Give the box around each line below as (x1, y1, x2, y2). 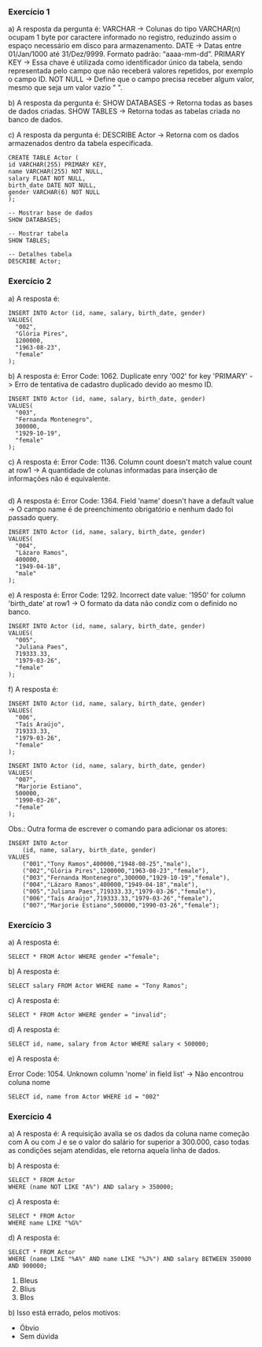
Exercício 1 (8, 6, 50, 17)
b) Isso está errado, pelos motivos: (8, 1308, 120, 1318)
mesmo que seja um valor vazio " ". (8, 83, 124, 92)
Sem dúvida (19, 1332, 59, 1341)
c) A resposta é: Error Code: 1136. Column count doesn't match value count (8, 457, 253, 466)
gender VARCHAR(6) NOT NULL (8, 189, 101, 196)
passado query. (8, 512, 59, 522)
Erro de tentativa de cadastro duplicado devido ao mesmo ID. (14, 380, 214, 389)
